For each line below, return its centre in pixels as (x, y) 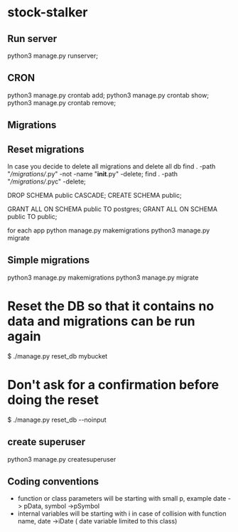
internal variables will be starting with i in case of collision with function (122, 514)
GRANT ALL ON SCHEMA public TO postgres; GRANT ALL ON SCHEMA (113, 209)
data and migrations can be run (101, 321)
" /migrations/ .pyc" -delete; (47, 181)
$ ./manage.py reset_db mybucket (58, 356)
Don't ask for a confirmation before (113, 384)
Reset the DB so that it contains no (111, 306)
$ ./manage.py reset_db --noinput (57, 420)
